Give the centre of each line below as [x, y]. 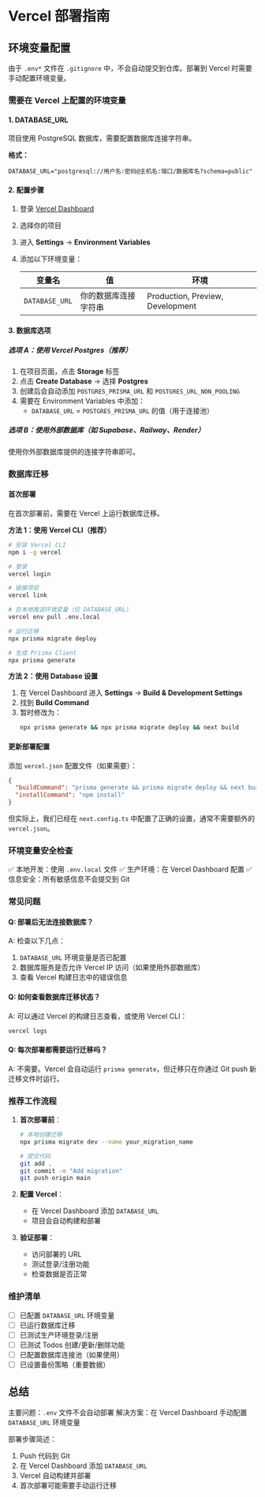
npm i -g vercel [35, 552]
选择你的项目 [40, 226]
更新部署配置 [29, 746]
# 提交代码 [35, 1156]
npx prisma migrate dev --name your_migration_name [106, 1142]
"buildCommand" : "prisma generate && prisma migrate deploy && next [130, 788]
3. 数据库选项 [30, 330]
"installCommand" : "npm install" [70, 795]
